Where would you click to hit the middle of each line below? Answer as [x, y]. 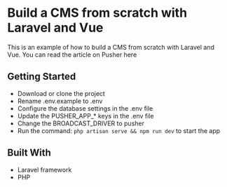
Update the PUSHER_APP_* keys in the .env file [85, 116]
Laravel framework [44, 169]
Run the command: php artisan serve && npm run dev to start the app [119, 130]
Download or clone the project [61, 93]
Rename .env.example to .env [60, 101]
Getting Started [42, 77]
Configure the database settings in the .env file [85, 108]
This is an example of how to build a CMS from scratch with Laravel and [111, 47]
